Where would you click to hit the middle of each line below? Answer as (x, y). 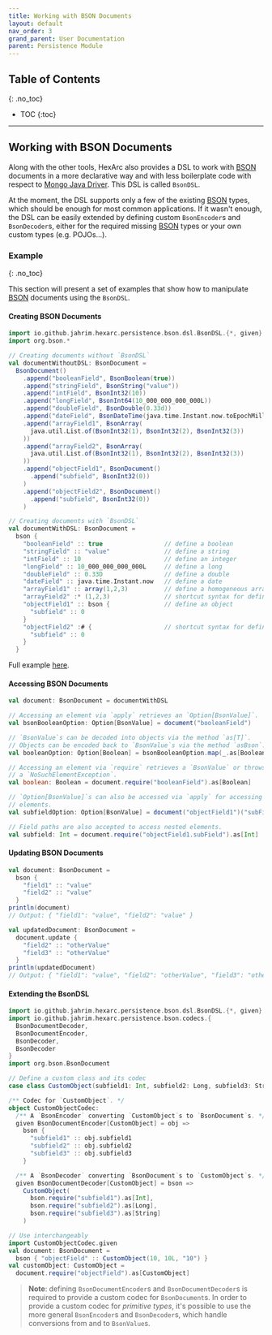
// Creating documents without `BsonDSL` (79, 356)
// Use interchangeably (49, 1235)
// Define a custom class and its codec (78, 1078)
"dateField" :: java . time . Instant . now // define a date (123, 581)
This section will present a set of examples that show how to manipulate (128, 289)
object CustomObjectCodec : (54, 1108)
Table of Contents (55, 79)
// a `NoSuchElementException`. (63, 775)
